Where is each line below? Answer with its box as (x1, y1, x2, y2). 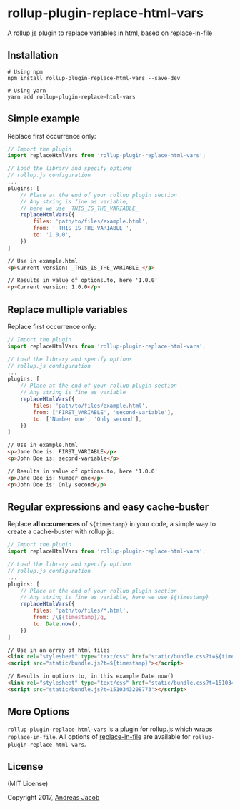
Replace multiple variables (7, 303, 129, 316)
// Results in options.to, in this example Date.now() (7, 673, 174, 680)
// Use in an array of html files (7, 646, 111, 654)
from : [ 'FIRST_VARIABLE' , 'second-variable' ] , (33, 408, 174, 416)
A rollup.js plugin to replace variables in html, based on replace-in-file (7, 29, 213, 37)
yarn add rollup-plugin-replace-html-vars (7, 93, 136, 101)
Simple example (7, 113, 81, 125)
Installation (7, 49, 59, 61)
